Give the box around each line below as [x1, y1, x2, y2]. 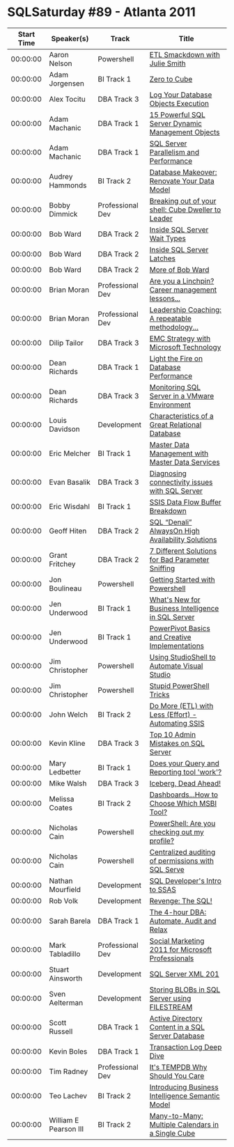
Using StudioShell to [149, 652, 216, 662]
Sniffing [149, 563, 175, 573]
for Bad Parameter [149, 554, 210, 564]
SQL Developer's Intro [149, 875, 221, 885]
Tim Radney [49, 1066, 88, 1076]
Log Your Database [149, 90, 212, 100]
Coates [49, 802, 73, 812]
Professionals [149, 953, 194, 963]
